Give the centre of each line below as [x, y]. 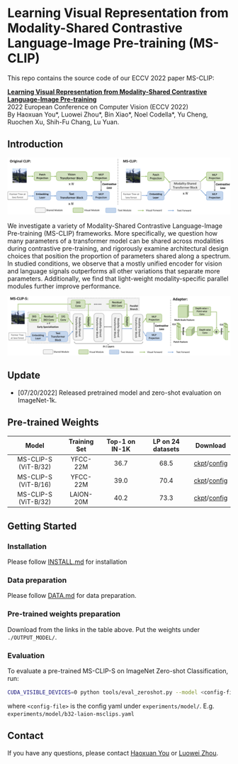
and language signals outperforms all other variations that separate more [114, 271]
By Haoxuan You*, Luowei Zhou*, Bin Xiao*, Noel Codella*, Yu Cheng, [108, 114]
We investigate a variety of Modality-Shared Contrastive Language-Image [115, 226]
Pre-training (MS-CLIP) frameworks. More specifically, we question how [113, 234]
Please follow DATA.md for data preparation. [72, 596]
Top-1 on [121, 442]
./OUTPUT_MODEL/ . [32, 637]
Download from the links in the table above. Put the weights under [104, 629]
